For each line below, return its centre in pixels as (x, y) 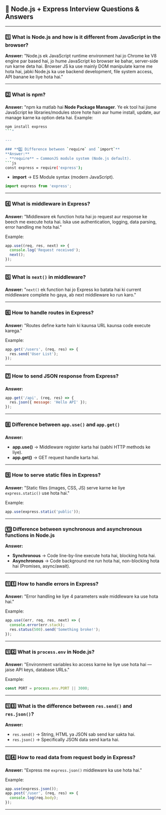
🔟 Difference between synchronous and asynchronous (74, 529)
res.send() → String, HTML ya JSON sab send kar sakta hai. (74, 734)
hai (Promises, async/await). (41, 566)
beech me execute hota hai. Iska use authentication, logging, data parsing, (81, 222)
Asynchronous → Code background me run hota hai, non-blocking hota (86, 561)
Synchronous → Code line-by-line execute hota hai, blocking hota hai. (84, 555)
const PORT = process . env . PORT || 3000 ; (47, 688)
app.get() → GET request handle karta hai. (56, 457)
